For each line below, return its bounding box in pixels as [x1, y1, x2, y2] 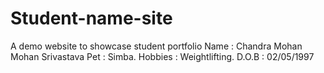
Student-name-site [10, 7, 173, 30]
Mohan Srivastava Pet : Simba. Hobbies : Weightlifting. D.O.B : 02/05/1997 [10, 50, 315, 62]
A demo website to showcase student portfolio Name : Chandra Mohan [10, 40, 303, 52]
